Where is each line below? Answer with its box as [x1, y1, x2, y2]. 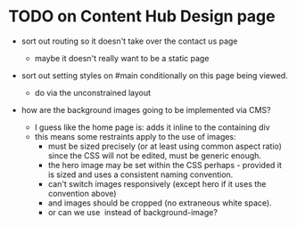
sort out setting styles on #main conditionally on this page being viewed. [21, 69, 289, 81]
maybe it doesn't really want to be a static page [34, 52, 210, 63]
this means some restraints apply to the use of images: [34, 131, 237, 141]
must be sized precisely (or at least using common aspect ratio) [47, 141, 283, 151]
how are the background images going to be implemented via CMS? [21, 104, 271, 115]
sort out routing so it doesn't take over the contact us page [21, 36, 238, 46]
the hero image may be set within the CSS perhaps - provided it [47, 159, 283, 170]
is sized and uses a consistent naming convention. [47, 169, 234, 180]
